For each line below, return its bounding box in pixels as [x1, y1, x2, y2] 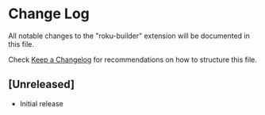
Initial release [19, 98, 63, 108]
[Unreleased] [8, 78, 75, 91]
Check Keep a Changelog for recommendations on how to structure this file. [8, 55, 258, 64]
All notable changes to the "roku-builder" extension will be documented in [8, 31, 250, 40]
